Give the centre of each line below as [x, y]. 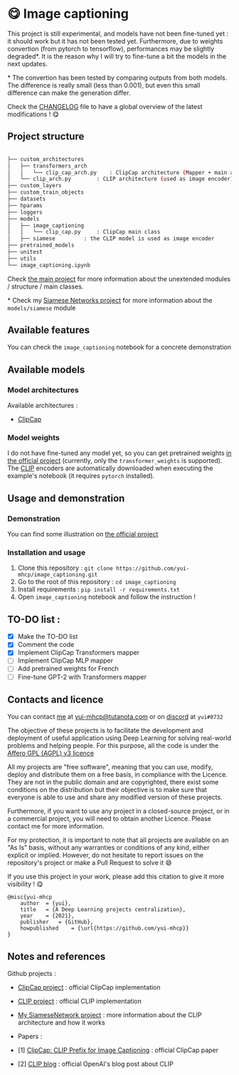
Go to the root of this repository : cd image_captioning [97, 582]
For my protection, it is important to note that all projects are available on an [118, 840]
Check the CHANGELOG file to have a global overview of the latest [105, 106]
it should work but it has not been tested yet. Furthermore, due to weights [115, 41]
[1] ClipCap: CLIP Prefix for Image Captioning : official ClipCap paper [118, 1050]
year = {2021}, [47, 916]
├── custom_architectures [46, 159]
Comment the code [46, 645]
